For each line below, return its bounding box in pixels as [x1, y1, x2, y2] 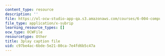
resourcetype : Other [5, 35, 48, 39]
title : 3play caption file [5, 39, 60, 44]
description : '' [5, 12, 38, 17]
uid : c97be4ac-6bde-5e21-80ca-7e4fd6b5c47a [5, 43, 96, 48]
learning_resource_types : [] [5, 25, 65, 30]
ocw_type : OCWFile [5, 30, 43, 35]
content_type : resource [5, 7, 54, 12]
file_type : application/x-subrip [5, 20, 74, 26]
